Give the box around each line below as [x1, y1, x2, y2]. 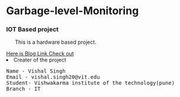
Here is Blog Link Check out [6, 50, 74, 57]
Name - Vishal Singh [6, 68, 66, 75]
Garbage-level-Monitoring [6, 4, 139, 18]
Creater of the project [14, 56, 66, 63]
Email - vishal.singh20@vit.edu [6, 74, 100, 80]
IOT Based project [6, 25, 59, 34]
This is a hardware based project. [14, 38, 97, 46]
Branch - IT [6, 86, 41, 92]
